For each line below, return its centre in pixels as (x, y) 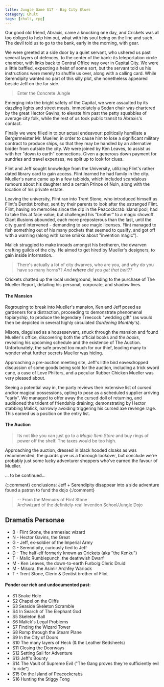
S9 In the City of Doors (35, 637)
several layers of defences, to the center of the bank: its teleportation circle (81, 58)
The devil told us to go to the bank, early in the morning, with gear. (72, 43)
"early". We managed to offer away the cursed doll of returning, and (73, 398)
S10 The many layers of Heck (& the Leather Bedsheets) (69, 642)
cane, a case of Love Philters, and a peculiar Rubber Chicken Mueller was (80, 372)
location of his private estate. (35, 190)
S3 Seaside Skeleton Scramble (43, 606)
